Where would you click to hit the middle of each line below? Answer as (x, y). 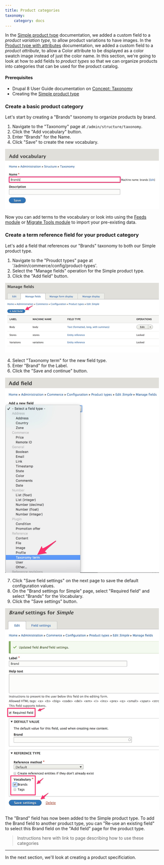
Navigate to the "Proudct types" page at (52, 260)
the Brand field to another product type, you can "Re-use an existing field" (80, 823)
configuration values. (33, 586)
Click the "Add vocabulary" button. (47, 132)
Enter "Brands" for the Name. (42, 137)
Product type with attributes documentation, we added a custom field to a (79, 46)
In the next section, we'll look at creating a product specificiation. (71, 857)
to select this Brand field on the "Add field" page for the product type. (75, 829)
